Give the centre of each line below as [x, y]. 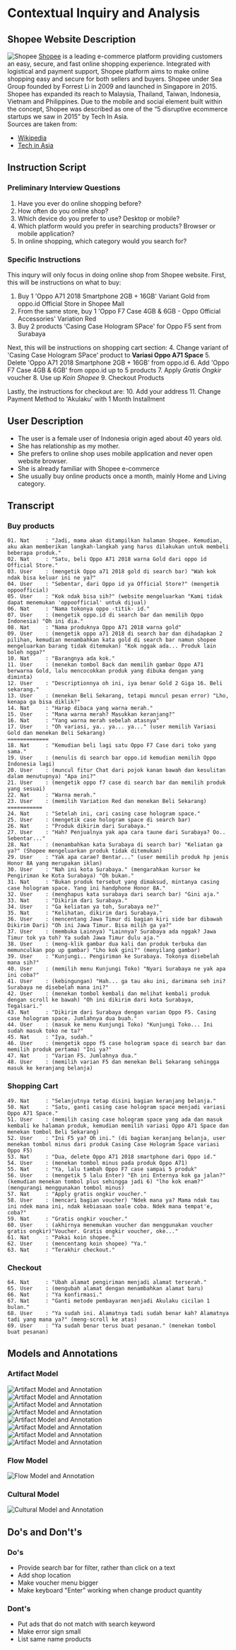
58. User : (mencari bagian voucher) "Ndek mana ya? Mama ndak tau [113, 1200]
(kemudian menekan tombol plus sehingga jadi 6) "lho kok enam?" [105, 1181]
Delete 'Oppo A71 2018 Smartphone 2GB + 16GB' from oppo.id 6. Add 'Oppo [118, 362]
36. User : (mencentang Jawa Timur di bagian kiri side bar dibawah [115, 919]
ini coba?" [23, 975]
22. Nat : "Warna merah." [52, 795]
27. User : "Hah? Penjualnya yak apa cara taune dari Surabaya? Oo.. [117, 832]
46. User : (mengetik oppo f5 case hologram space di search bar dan [117, 1043]
